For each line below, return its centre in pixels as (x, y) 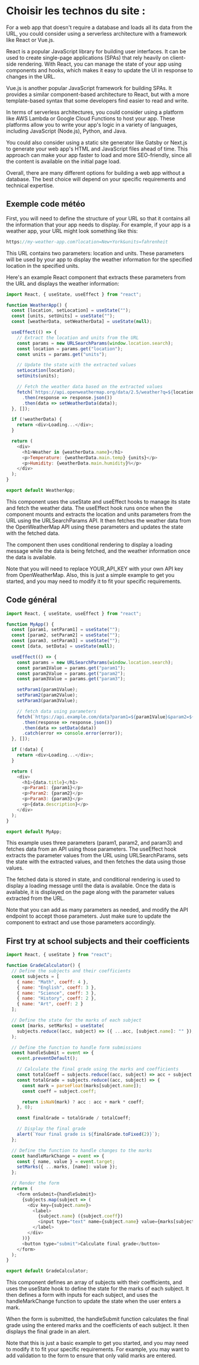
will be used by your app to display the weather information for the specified (99, 259)
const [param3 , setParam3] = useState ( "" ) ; (66, 641)
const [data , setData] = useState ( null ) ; (63, 646)
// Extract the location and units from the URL (78, 338)
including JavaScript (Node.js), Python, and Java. (67, 131)
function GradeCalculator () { (44, 966)
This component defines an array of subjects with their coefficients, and (94, 1282)
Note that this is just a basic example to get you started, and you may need (97, 1343)
